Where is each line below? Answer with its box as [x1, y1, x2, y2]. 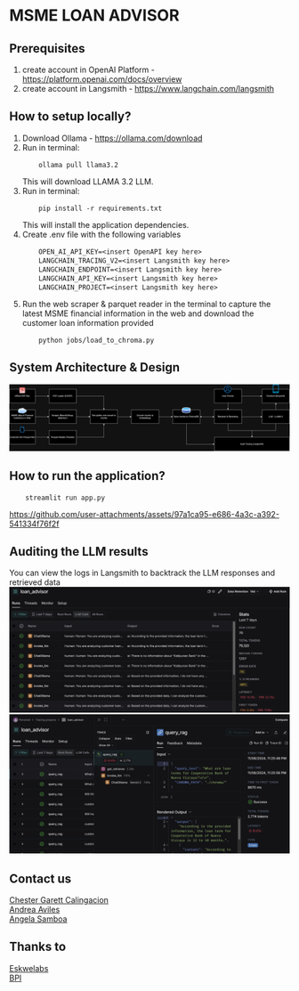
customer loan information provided [21, 317, 154, 328]
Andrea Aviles [9, 905, 61, 915]
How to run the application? [9, 468, 166, 483]
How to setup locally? [9, 109, 132, 125]
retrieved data [9, 577, 61, 588]
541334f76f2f [9, 518, 60, 529]
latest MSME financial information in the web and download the [21, 308, 255, 319]
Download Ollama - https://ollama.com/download [21, 133, 203, 143]
